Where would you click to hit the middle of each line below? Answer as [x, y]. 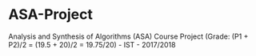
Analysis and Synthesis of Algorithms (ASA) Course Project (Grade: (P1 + [128, 36]
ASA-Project [51, 15]
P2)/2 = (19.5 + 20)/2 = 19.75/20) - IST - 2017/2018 [92, 44]
